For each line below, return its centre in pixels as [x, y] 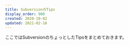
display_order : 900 [25, 14]
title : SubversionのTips [30, 9]
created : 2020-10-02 [26, 18]
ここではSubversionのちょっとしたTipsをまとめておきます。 [66, 37]
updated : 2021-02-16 [26, 23]
